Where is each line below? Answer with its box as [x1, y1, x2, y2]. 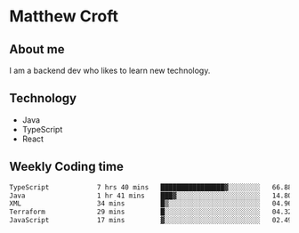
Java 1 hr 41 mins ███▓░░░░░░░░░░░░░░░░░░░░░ [9, 191, 261, 200]
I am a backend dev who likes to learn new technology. [9, 65, 211, 76]
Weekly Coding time [9, 159, 125, 174]
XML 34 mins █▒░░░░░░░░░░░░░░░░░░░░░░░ [9, 199, 261, 208]
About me [9, 42, 65, 57]
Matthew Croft [9, 6, 118, 27]
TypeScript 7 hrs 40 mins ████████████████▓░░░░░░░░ [9, 182, 261, 192]
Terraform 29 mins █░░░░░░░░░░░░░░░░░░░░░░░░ [9, 207, 261, 217]
